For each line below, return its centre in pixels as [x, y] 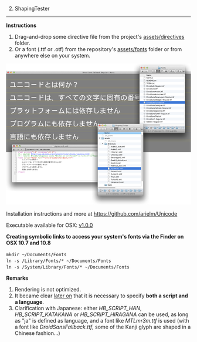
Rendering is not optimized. [48, 290]
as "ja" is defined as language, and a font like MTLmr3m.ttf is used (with [102, 321]
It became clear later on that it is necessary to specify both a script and [101, 296]
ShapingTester [32, 9]
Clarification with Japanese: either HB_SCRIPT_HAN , [78, 309]
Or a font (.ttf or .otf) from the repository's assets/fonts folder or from [98, 49]
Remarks [17, 278]
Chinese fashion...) [37, 333]
